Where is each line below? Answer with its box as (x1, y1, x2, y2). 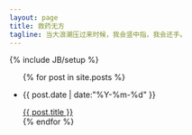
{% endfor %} (22, 116, 75, 127)
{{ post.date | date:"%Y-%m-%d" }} (22, 89, 156, 100)
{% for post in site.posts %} (22, 72, 126, 83)
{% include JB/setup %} (9, 55, 99, 66)
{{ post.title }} (22, 107, 74, 118)
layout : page (9, 13, 59, 22)
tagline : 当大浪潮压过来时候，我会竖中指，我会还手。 (9, 30, 187, 39)
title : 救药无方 (9, 22, 65, 31)
